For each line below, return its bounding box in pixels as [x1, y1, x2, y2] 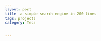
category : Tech [5, 20, 36, 25]
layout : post [5, 7, 32, 12]
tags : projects [5, 16, 36, 20]
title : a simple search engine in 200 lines [5, 11, 97, 16]
